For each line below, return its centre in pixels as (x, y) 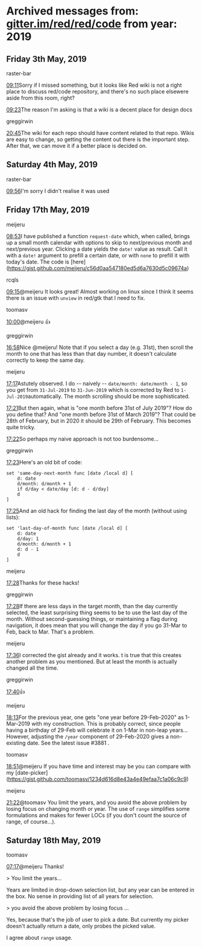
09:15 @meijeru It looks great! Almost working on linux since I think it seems (100, 291)
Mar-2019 (18, 723)
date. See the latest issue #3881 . (68, 743)
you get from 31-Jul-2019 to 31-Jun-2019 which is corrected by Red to (93, 389)
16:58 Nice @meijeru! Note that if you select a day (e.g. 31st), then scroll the (100, 347)
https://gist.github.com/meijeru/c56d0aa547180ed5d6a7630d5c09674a (98, 268)
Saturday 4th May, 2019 (52, 165)
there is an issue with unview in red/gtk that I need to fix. (76, 298)
